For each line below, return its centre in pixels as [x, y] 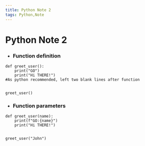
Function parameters [39, 106]
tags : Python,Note [25, 15]
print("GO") [27, 71]
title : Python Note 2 [28, 10]
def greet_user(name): [29, 116]
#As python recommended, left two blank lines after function [72, 79]
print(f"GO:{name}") [36, 121]
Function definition [37, 55]
